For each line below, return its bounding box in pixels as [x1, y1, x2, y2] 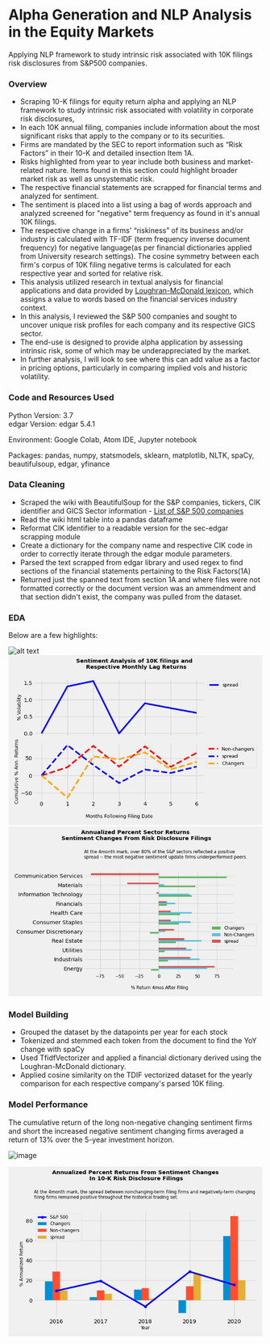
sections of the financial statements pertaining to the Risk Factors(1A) [19, 566, 251, 576]
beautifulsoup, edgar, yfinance [8, 459, 110, 468]
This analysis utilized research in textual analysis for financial [19, 277, 223, 287]
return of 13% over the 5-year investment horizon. [8, 1135, 175, 1144]
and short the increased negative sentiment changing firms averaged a [8, 1126, 244, 1135]
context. [19, 303, 48, 313]
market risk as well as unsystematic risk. [19, 174, 155, 184]
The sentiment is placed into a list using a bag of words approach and [19, 200, 252, 209]
